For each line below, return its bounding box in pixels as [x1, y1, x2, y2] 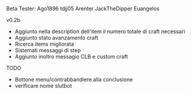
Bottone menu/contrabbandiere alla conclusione [14, 76, 133, 83]
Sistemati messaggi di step [14, 47, 82, 54]
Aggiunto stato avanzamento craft [14, 34, 99, 41]
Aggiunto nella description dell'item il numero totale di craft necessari [14, 28, 186, 35]
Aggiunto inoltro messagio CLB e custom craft [14, 53, 128, 60]
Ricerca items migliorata [14, 41, 74, 47]
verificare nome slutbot [14, 82, 73, 89]
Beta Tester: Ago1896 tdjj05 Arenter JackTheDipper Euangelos [6, 5, 159, 12]
